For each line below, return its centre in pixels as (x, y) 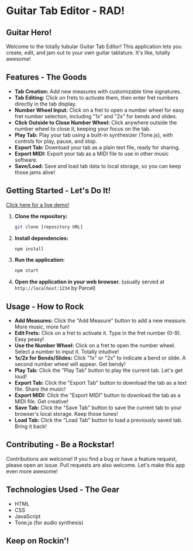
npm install (29, 249)
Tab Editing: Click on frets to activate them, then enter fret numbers (96, 97)
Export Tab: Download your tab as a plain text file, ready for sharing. (97, 147)
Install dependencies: (42, 238)
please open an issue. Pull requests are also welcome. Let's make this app (96, 465)
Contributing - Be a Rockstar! (61, 445)
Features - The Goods (46, 77)
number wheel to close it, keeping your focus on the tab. (82, 129)
